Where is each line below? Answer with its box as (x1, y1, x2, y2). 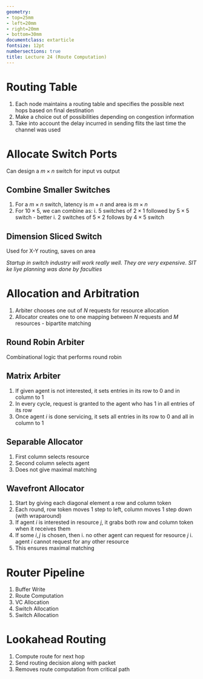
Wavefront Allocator (6, 483, 85, 493)
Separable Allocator (6, 437, 84, 447)
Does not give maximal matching (15, 466, 97, 473)
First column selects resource (15, 453, 90, 460)
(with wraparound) (15, 512, 62, 520)
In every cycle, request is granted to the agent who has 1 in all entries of (15, 400, 195, 407)
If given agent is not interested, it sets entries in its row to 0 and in (15, 387, 180, 394)
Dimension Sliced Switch (6, 231, 102, 241)
